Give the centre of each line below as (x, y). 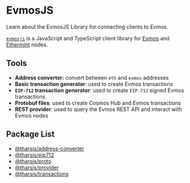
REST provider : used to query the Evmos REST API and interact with (98, 109)
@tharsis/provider (37, 168)
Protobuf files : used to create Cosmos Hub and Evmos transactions (98, 103)
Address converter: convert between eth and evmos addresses (92, 77)
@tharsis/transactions (42, 173)
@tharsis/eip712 (34, 154)
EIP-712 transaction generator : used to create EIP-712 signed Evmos (99, 90)
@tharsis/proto (33, 161)
